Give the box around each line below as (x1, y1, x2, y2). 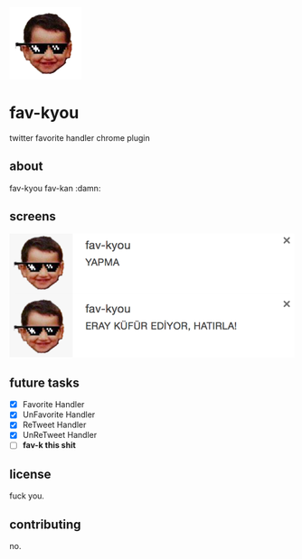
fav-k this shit (22, 440, 77, 451)
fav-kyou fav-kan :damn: (9, 182, 101, 193)
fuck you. (9, 490, 45, 501)
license (9, 466, 52, 481)
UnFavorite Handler (22, 409, 96, 420)
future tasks (9, 375, 80, 390)
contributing (9, 517, 81, 532)
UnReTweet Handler (22, 430, 98, 441)
